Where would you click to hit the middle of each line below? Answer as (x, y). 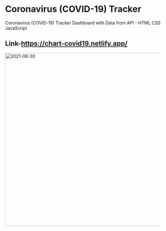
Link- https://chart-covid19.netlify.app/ (66, 44)
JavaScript (16, 28)
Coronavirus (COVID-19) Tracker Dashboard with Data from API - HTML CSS (83, 23)
